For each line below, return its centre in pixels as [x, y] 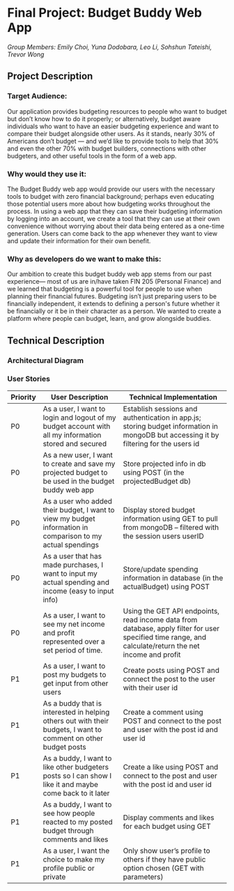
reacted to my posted [78, 822]
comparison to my [72, 536]
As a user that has [72, 556]
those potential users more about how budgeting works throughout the [109, 204]
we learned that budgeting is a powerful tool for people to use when [105, 289]
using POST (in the [154, 472]
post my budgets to [75, 674]
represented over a [74, 641]
